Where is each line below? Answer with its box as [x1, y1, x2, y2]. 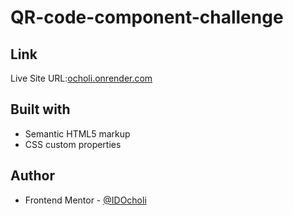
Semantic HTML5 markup [24, 127, 131, 140]
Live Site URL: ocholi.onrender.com [10, 72, 153, 84]
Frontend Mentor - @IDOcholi [24, 194, 147, 206]
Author [10, 167, 55, 185]
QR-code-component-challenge [10, 6, 284, 29]
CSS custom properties [24, 138, 122, 150]
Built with [10, 101, 71, 118]
